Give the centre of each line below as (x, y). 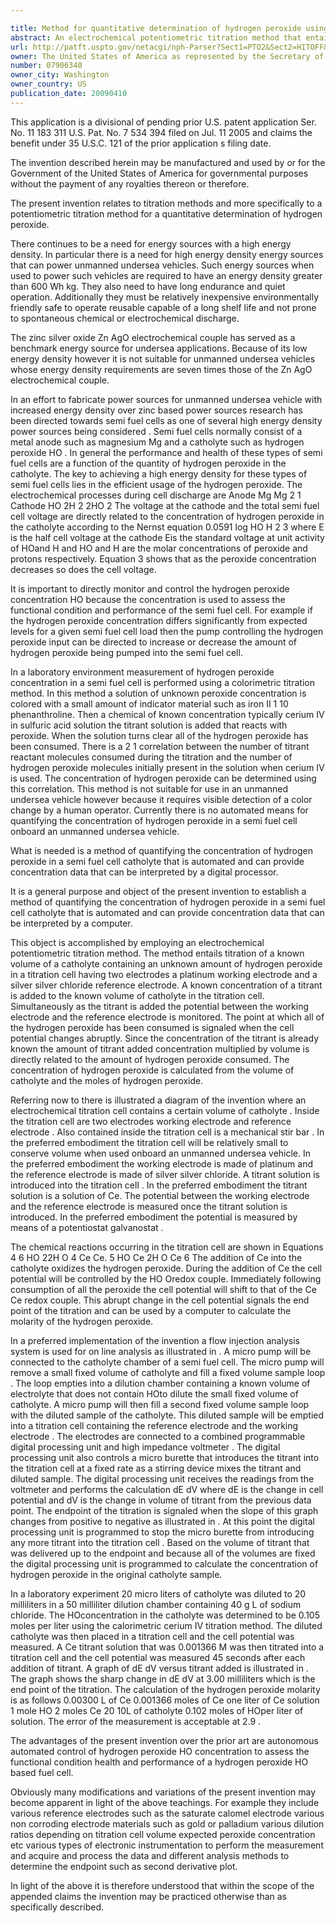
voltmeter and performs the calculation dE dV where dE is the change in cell (167, 1489)
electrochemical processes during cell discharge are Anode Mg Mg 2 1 (156, 495)
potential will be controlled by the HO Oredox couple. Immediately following (166, 1278)
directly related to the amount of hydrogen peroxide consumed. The (150, 1059)
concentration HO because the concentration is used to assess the (148, 599)
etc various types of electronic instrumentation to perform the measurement (167, 1845)
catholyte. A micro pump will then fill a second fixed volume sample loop (160, 1404)
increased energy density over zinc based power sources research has (156, 410)
